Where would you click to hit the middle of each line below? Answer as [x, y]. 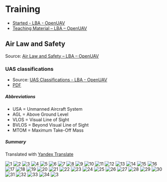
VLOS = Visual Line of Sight [41, 120]
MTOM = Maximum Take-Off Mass [48, 130]
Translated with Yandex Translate [39, 154]
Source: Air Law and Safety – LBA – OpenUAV [52, 56]
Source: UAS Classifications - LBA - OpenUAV [60, 80]
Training [23, 9]
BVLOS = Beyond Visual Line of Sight [50, 125]
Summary [16, 142]
